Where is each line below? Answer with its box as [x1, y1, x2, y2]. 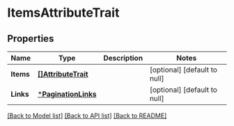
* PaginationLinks [37, 89, 97, 99]
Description [103, 54, 143, 63]
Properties [7, 33, 54, 45]
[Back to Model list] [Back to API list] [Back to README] [7, 111, 167, 120]
